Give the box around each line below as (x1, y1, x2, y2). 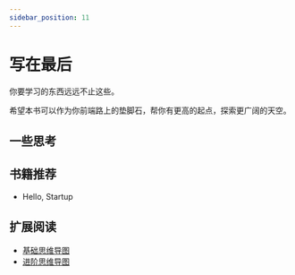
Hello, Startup (21, 191, 73, 202)
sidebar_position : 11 (9, 13, 90, 22)
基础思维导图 (21, 245, 70, 255)
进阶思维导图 (21, 256, 70, 267)
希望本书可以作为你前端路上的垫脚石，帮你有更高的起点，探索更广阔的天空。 (9, 105, 291, 116)
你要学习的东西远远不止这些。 (9, 86, 119, 97)
